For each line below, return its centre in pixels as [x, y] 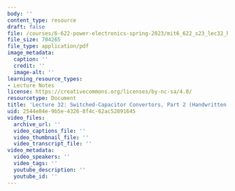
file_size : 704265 [34, 40]
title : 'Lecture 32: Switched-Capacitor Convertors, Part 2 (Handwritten [117, 105]
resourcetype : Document [42, 99]
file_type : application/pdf [48, 46]
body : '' [20, 14]
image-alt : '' [34, 72]
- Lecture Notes [31, 85]
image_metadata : [31, 53]
